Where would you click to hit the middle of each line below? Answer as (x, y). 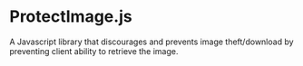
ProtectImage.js (71, 17)
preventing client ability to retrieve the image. (94, 51)
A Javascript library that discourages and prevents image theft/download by (151, 42)
